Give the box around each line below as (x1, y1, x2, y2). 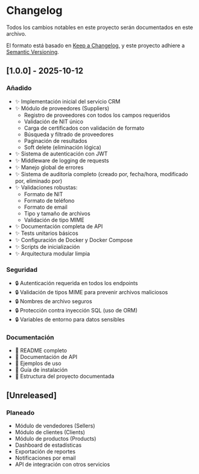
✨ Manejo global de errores (14, 163, 84, 171)
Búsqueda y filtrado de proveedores (24, 131, 114, 138)
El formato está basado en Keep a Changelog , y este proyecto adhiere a (6, 42, 185, 49)
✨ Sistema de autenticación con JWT (14, 150, 108, 157)
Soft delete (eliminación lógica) (24, 143, 101, 151)
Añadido (6, 84, 32, 93)
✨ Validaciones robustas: (14, 183, 78, 191)
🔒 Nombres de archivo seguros (14, 297, 92, 304)
